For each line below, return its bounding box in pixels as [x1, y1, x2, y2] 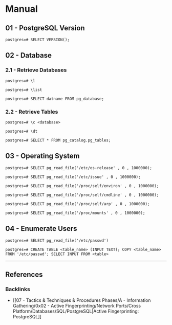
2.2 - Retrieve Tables [5, 108, 58, 115]
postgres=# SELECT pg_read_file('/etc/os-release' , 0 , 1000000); [5, 165, 153, 170]
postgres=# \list [5, 87, 42, 93]
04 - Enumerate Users [5, 224, 78, 233]
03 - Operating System [5, 152, 80, 160]
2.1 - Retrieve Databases [5, 66, 67, 74]
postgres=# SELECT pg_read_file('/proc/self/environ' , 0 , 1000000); [5, 183, 159, 188]
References [5, 270, 43, 279]
